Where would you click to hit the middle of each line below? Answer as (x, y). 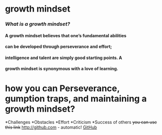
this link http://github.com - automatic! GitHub (51, 127)
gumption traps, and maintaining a (76, 98)
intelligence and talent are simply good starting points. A (64, 58)
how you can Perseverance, (63, 88)
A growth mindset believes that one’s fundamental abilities (66, 35)
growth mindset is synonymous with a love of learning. (62, 69)
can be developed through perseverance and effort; (59, 46)
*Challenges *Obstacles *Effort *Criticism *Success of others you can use (81, 122)
